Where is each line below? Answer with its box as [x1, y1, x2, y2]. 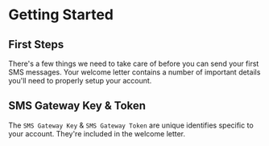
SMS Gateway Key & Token [8, 99, 147, 113]
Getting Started [8, 6, 114, 24]
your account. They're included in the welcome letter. [8, 128, 186, 138]
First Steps [8, 38, 64, 51]
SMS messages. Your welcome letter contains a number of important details [8, 67, 261, 77]
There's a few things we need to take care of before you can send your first [8, 59, 259, 68]
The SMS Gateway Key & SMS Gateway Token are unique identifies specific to [8, 120, 254, 130]
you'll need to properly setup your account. [8, 76, 152, 85]
